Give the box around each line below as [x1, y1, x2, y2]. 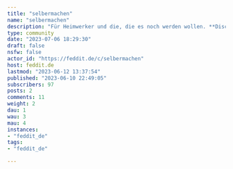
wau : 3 [7, 113, 26, 120]
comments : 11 [7, 94, 45, 101]
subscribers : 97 [7, 81, 54, 88]
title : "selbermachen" [7, 10, 73, 17]
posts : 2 [7, 87, 33, 94]
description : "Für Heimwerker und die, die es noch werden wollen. [7, 23, 207, 30]
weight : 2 [7, 100, 36, 107]
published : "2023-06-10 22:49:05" [7, 74, 107, 82]
